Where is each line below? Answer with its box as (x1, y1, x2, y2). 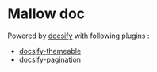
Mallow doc (7, 5, 86, 23)
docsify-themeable (18, 46, 82, 55)
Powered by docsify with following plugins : (7, 31, 150, 40)
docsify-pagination (18, 55, 81, 64)
